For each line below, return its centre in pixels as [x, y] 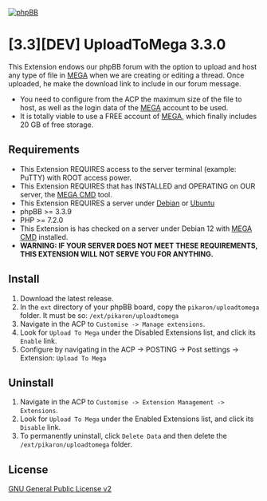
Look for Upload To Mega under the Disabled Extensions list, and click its [138, 332]
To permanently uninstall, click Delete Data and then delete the [123, 436]
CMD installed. [44, 237]
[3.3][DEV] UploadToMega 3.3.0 [117, 45]
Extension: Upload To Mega [63, 358]
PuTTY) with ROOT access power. [76, 177]
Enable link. [38, 340]
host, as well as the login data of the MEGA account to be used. [124, 107]
